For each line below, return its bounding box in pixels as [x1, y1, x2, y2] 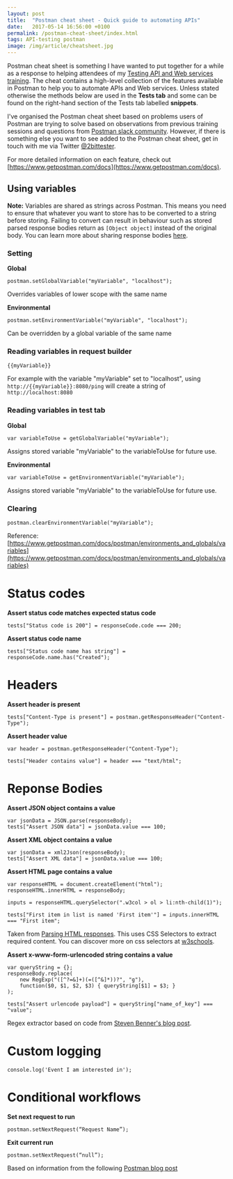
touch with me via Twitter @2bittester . [7, 142, 116, 150]
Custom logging [7, 1043, 102, 1059]
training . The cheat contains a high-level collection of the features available [7, 77, 224, 84]
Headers [7, 677, 58, 693]
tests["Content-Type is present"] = [7, 714, 113, 720]
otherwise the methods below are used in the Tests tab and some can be [7, 91, 217, 100]
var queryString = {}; [7, 964, 73, 971]
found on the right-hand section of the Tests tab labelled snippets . [7, 99, 198, 107]
